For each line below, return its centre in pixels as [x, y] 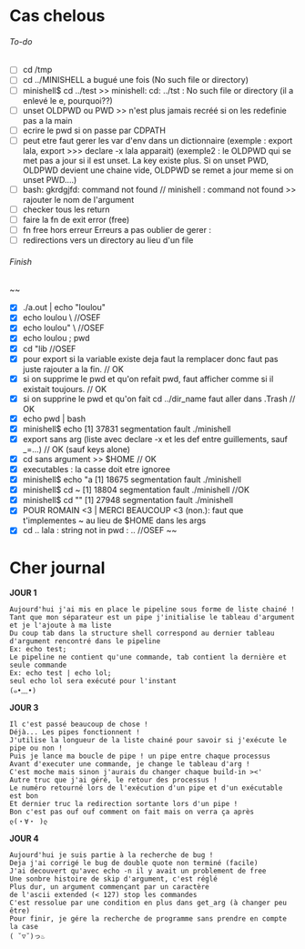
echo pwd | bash [54, 419]
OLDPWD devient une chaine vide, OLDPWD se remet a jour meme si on [158, 170]
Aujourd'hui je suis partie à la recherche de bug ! [112, 855]
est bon [24, 796]
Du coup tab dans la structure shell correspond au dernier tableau [142, 633]
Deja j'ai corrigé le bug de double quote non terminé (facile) [134, 863]
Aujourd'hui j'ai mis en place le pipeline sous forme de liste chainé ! [152, 610]
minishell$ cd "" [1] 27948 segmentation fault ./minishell [128, 500]
